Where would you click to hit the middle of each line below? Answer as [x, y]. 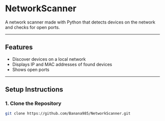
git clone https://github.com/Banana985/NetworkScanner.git [68, 114]
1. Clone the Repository [33, 103]
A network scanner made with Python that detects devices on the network [80, 22]
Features [19, 47]
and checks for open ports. [33, 27]
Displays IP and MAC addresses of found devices [62, 64]
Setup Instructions [34, 89]
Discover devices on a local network [49, 59]
